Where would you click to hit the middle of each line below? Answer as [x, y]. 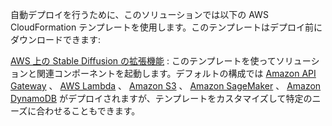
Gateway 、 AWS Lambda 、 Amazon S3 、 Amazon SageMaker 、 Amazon [166, 86]
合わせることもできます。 [88, 111]
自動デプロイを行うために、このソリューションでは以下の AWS [139, 14]
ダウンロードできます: [56, 39]
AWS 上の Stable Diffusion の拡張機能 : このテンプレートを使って [143, 61]
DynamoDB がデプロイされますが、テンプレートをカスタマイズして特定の [161, 98]
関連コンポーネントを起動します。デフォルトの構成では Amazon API [176, 73]
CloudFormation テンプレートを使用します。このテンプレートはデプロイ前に [166, 27]
